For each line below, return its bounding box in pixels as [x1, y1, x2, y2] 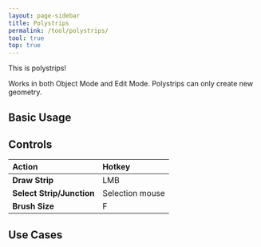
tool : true [8, 34, 45, 42]
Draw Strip [12, 175, 54, 186]
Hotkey [102, 161, 131, 173]
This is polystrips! [8, 63, 66, 73]
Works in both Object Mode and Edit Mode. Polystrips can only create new [8, 79, 254, 89]
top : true [8, 42, 42, 50]
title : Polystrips [8, 19, 69, 27]
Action [12, 161, 38, 173]
